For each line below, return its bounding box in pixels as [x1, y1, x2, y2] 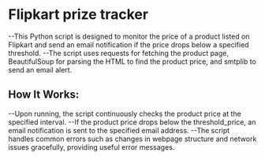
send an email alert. [8, 65, 73, 74]
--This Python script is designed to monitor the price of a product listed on [8, 32, 250, 41]
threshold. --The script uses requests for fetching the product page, [8, 48, 230, 58]
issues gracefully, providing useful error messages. [8, 142, 175, 151]
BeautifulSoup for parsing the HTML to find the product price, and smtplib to [8, 57, 256, 66]
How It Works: [8, 88, 80, 102]
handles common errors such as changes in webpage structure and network [8, 134, 257, 143]
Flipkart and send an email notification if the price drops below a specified [8, 39, 250, 49]
